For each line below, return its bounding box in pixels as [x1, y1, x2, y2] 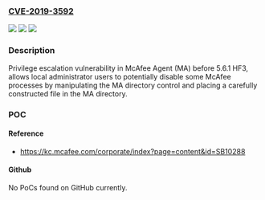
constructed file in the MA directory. [8, 88, 128, 98]
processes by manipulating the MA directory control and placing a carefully [8, 80, 258, 90]
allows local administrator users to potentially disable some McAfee [8, 71, 231, 81]
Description [8, 45, 55, 56]
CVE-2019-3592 [8, 6, 74, 17]
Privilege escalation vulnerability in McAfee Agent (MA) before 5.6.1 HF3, [8, 63, 249, 73]
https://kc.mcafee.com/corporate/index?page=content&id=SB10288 [19, 146, 246, 156]
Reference [8, 129, 44, 138]
